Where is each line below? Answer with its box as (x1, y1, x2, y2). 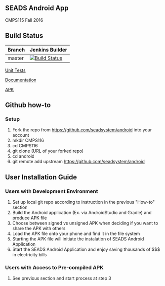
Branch (7, 46, 25, 53)
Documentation (5, 77, 37, 83)
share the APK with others (12, 226, 66, 231)
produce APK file (12, 215, 47, 221)
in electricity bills (12, 252, 47, 257)
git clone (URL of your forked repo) (12, 148, 84, 154)
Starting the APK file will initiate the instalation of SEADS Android (12, 236, 144, 242)
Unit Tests (5, 67, 26, 73)
